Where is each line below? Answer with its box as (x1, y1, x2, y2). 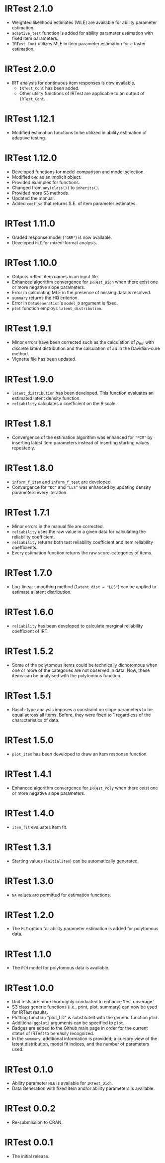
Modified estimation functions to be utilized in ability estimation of (11, 129, 147, 135)
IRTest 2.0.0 (4, 63, 56, 75)
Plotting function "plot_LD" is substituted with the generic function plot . (11, 1015, 160, 1021)
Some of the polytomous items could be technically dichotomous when (11, 662, 158, 668)
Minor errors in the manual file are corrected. (11, 524, 104, 529)
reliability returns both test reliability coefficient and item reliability (11, 539, 154, 545)
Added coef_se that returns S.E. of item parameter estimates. (11, 200, 137, 207)
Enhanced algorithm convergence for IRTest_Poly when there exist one (11, 785, 158, 791)
